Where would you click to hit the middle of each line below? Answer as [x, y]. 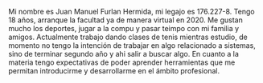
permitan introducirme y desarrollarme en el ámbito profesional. [114, 71]
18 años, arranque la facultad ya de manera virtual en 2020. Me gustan [125, 20]
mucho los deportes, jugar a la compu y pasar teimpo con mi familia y [124, 28]
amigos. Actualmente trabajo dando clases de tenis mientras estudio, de [128, 37]
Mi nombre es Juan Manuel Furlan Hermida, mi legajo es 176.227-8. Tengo [131, 12]
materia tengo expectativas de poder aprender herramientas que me [122, 62]
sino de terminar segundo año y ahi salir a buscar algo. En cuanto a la [124, 54]
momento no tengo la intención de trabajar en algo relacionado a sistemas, [132, 45]
